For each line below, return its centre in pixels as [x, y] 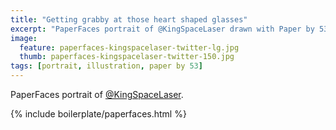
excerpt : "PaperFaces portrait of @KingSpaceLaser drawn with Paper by [162, 29]
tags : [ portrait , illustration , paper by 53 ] [106, 66]
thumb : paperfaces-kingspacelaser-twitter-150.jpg [127, 57]
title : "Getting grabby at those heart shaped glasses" [129, 19]
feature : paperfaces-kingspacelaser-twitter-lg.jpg [129, 47]
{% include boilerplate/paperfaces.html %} [98, 114]
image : [24, 38]
